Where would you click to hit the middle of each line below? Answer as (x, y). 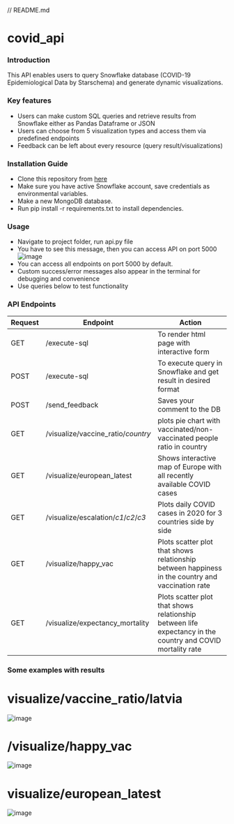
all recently (175, 475)
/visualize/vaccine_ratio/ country (98, 433)
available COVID (184, 484)
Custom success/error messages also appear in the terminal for (109, 271)
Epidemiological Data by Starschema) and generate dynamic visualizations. (115, 82)
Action (190, 322)
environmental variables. (53, 194)
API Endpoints (32, 304)
